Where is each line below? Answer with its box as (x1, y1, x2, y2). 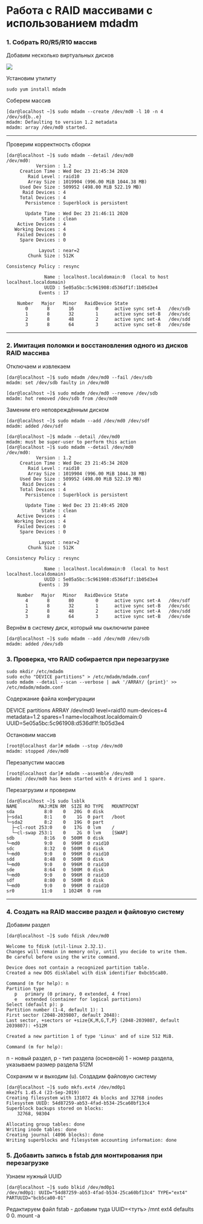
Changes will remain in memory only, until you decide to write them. (6, 949, 188, 955)
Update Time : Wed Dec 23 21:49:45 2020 (25, 502, 129, 508)
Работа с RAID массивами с (6, 4, 153, 18)
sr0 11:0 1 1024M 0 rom (6, 888, 101, 894)
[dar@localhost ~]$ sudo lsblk (6, 798, 85, 804)
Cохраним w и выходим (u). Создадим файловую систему (6, 1073, 157, 1080)
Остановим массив (6, 732, 56, 739)
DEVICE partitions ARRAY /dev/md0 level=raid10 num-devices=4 (6, 707, 167, 714)
